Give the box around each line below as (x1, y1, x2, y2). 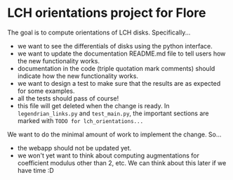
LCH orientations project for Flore (7, 5, 206, 21)
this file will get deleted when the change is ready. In (17, 101, 170, 110)
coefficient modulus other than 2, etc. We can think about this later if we (17, 158, 227, 167)
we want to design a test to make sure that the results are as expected (17, 79, 221, 87)
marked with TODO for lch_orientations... (17, 116, 144, 124)
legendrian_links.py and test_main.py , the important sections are (17, 109, 209, 117)
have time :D (17, 166, 54, 174)
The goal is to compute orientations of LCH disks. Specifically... (7, 28, 191, 37)
